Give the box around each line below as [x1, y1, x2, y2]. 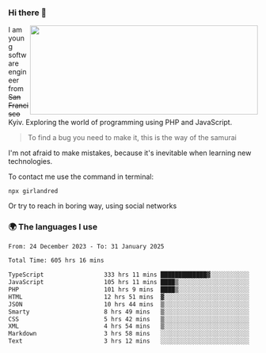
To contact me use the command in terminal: [8, 172, 154, 181]
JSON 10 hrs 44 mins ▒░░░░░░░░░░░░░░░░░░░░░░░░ [8, 300, 249, 308]
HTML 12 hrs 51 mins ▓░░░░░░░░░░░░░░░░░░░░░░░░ [8, 293, 249, 301]
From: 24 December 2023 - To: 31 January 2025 [8, 242, 165, 250]
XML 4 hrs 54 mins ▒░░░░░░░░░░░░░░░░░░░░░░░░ [8, 322, 249, 331]
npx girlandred [8, 188, 59, 195]
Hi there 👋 [8, 7, 47, 18]
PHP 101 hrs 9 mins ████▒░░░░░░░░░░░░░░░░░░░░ [8, 286, 249, 294]
